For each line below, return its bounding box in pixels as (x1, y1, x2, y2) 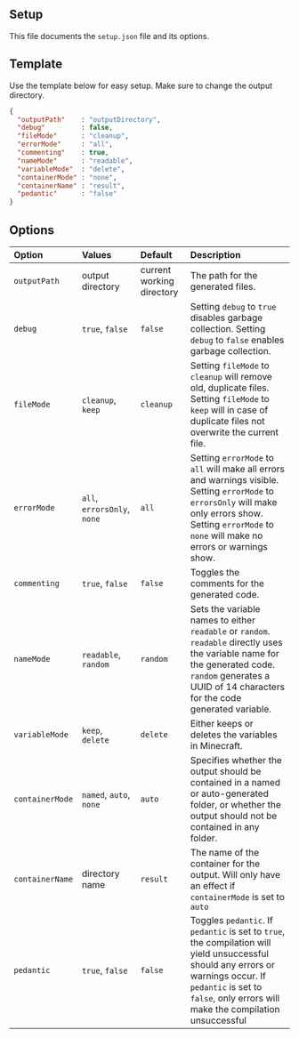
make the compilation (190, 1002, 280, 1015)
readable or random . (190, 624, 271, 637)
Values (81, 248, 112, 261)
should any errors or (190, 958, 276, 970)
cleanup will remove (190, 370, 273, 382)
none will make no (190, 529, 263, 542)
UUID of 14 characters (190, 680, 285, 693)
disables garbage (190, 311, 263, 324)
